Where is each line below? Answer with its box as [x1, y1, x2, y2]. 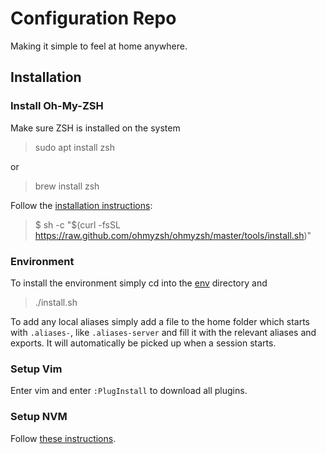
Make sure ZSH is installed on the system [10, 122, 181, 134]
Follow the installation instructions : [10, 199, 153, 211]
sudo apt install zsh [34, 141, 115, 153]
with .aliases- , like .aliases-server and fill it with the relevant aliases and [10, 326, 317, 338]
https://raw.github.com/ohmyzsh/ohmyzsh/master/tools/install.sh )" [34, 229, 312, 241]
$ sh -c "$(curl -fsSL [34, 218, 121, 231]
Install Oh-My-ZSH [10, 99, 104, 113]
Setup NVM [10, 410, 68, 424]
